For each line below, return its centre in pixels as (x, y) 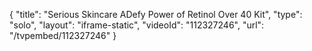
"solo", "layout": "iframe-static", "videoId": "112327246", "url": (137, 25)
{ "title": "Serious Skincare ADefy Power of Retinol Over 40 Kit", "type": (156, 14)
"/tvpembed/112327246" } (63, 35)
